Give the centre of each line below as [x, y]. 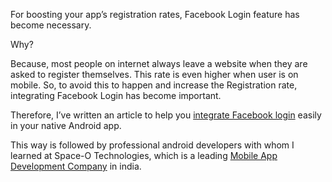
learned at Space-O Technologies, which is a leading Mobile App [144, 155]
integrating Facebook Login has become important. [116, 95]
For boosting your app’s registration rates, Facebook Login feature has [155, 14]
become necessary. [51, 25]
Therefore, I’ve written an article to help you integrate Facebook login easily [166, 115]
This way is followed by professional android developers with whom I [152, 145]
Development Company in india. [76, 166]
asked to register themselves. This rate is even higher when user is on [154, 74]
